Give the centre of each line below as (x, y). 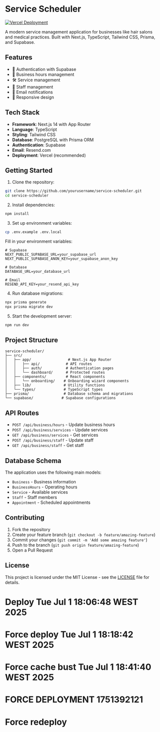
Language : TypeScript (34, 129)
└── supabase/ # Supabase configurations (61, 398)
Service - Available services (40, 492)
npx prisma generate (26, 302)
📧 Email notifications (32, 92)
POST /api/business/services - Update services (60, 430)
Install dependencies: (33, 205)
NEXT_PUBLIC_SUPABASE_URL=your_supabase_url (51, 254)
